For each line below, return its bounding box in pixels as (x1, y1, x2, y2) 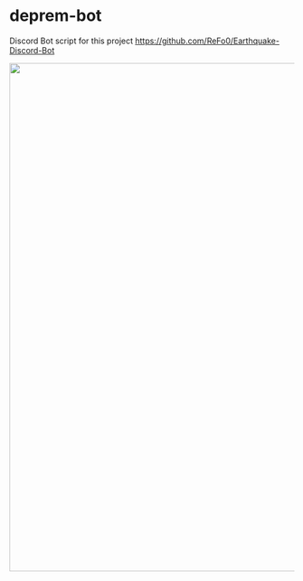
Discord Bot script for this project (9, 35, 134, 46)
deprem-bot (9, 5, 102, 26)
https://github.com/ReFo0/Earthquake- (135, 35, 280, 46)
